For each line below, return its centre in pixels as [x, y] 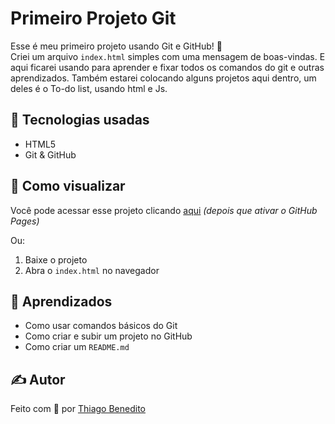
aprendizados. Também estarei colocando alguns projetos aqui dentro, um [163, 78]
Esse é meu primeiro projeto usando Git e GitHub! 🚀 [116, 46]
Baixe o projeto [56, 259]
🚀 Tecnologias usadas [80, 120]
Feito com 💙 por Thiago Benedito [78, 409]
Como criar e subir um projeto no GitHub [108, 336]
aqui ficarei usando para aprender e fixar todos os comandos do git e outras [167, 67]
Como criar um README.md [77, 347]
